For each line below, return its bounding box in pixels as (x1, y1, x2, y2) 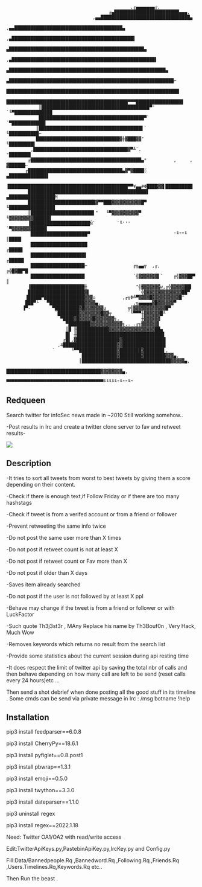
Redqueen (6, 395, 46, 406)
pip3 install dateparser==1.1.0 (6, 798, 80, 805)
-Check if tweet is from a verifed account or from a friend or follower (6, 510, 177, 517)
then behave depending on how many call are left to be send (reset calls (6, 670, 186, 677)
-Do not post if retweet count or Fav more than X (6, 557, 128, 565)
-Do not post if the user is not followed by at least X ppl (6, 592, 144, 600)
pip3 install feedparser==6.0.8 (6, 728, 82, 735)
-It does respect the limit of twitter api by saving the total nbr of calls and (6, 664, 188, 671)
